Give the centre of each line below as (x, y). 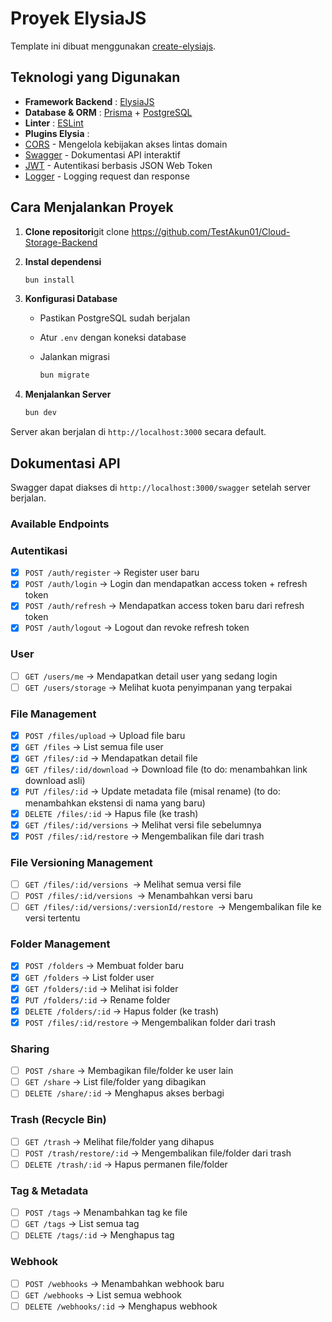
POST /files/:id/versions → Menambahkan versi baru (138, 896)
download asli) (55, 781)
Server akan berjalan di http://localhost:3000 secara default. (138, 432)
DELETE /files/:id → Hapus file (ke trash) (111, 813)
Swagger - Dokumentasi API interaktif (102, 154)
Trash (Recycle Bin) (58, 1120)
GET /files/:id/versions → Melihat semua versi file (133, 884)
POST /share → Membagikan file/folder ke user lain (129, 1071)
